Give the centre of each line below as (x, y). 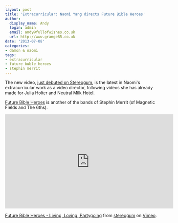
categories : (17, 46)
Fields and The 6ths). (26, 107)
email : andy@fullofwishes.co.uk (43, 32)
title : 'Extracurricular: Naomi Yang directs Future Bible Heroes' (75, 14)
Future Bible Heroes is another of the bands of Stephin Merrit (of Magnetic (80, 102)
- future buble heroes (28, 64)
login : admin (23, 28)
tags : (11, 55)
